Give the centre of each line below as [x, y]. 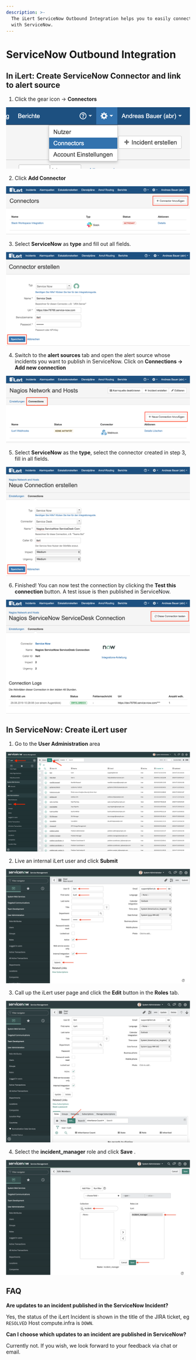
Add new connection [40, 368]
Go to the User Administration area [57, 744]
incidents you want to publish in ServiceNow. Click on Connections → [99, 362]
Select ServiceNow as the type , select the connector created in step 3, [100, 452]
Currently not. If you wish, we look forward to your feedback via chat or [92, 1345]
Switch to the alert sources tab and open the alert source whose [92, 355]
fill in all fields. [32, 458]
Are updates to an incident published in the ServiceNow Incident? [87, 1305]
